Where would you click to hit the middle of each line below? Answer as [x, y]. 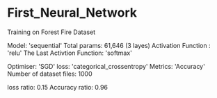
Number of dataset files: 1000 [50, 74]
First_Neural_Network [72, 13]
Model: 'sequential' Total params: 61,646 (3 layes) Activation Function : [109, 45]
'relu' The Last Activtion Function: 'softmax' [70, 53]
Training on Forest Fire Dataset [51, 32]
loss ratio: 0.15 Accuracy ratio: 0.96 [58, 87]
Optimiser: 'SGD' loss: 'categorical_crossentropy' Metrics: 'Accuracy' [106, 66]
